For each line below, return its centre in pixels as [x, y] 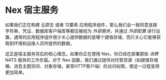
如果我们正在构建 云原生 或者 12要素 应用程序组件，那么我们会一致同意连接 [81, 25]
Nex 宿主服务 [32, 10]
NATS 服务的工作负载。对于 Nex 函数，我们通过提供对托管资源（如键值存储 [82, 60]
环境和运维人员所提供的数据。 [44, 43]
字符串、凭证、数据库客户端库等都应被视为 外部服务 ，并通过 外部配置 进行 [81, 31]
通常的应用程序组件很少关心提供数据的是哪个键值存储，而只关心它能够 [85, 37]
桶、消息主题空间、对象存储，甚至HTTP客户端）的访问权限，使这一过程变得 [82, 66]
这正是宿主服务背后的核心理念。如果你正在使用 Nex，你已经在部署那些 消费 [82, 54]
